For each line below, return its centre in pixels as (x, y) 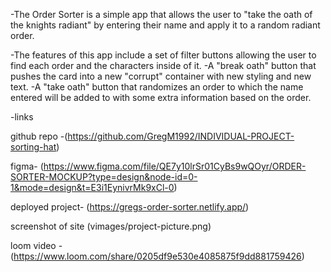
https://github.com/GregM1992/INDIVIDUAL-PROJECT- (181, 136)
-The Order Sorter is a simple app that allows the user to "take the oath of (161, 14)
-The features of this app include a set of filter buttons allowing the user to (163, 55)
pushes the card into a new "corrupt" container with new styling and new (161, 76)
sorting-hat (33, 147)
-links (22, 117)
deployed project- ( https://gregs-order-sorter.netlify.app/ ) (130, 207)
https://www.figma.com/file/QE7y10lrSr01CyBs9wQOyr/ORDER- (175, 166)
